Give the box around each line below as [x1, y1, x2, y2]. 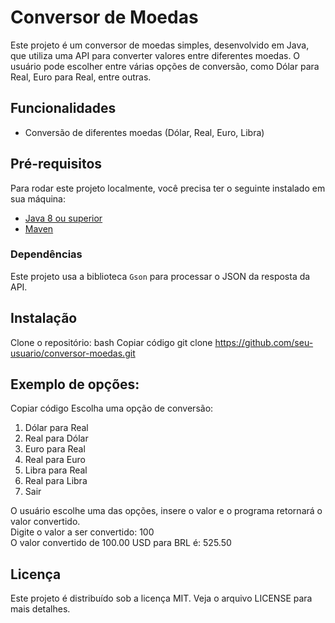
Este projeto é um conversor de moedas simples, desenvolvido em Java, [10, 39, 310, 51]
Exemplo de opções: [10, 376, 140, 393]
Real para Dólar [24, 432, 89, 445]
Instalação [10, 310, 78, 327]
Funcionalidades [10, 100, 117, 117]
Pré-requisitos [10, 156, 103, 173]
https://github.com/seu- [214, 336, 314, 348]
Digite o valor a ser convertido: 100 [10, 526, 155, 538]
